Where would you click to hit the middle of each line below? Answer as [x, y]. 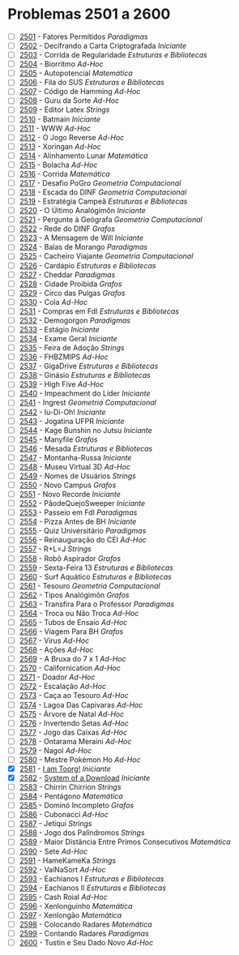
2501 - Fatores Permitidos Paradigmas [83, 36]
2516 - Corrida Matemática [64, 173]
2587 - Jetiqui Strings [55, 824]
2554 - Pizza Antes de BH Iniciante [78, 522]
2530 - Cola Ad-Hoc [53, 302]
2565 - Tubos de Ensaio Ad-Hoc [73, 622]
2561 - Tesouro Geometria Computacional [90, 585]
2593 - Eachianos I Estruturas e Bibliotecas [92, 878]
